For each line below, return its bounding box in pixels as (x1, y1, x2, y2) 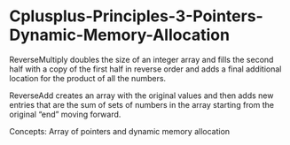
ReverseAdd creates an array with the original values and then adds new (9, 90, 274, 101)
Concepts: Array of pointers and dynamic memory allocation (9, 126, 231, 136)
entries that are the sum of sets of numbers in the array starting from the (9, 99, 275, 110)
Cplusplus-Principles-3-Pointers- (9, 6, 263, 27)
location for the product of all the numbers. (9, 72, 167, 83)
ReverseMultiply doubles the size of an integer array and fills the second (9, 54, 274, 65)
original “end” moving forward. (9, 109, 121, 119)
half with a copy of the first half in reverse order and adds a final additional (9, 64, 282, 74)
